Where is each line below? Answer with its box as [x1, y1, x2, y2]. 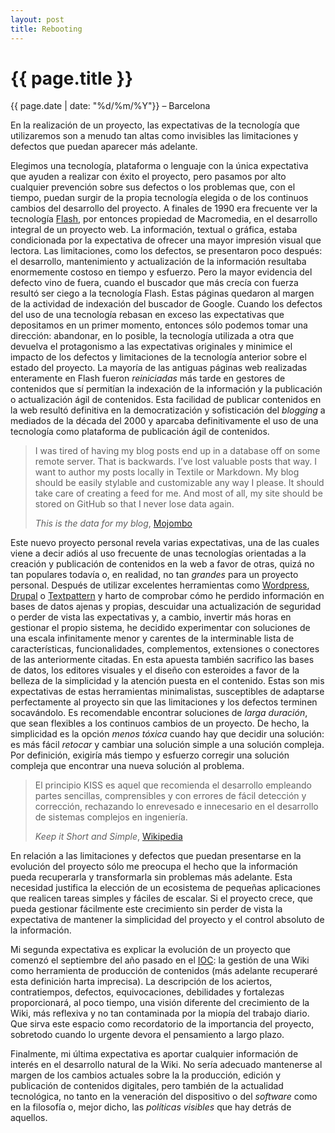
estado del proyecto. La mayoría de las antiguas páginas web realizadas [10, 362, 308, 374]
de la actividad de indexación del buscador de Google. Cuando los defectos [10, 298, 323, 310]
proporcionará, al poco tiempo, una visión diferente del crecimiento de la [10, 997, 310, 1009]
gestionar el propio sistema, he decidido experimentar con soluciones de [10, 622, 311, 634]
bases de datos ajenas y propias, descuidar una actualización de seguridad [10, 601, 322, 613]
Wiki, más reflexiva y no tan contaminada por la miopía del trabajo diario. [10, 1007, 310, 1020]
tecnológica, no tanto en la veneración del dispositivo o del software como [10, 1091, 318, 1103]
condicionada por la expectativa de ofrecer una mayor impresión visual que [10, 234, 322, 246]
